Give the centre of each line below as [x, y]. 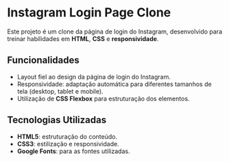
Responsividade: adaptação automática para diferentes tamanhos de [114, 84]
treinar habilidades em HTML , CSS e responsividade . [83, 38]
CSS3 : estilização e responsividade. [68, 144]
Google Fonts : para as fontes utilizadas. [73, 151]
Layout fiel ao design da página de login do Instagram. [94, 77]
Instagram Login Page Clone [89, 13]
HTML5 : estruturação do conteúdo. [67, 136]
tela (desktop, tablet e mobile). [60, 91]
